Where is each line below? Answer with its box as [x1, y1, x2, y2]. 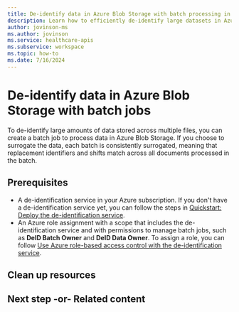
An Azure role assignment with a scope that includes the [17, 218, 184, 227]
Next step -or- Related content [7, 293, 146, 306]
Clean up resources [7, 269, 96, 281]
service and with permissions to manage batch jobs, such [58, 225, 227, 235]
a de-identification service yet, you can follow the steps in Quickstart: [17, 203, 222, 212]
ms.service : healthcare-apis [7, 37, 94, 44]
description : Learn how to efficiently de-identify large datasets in [7, 17, 221, 24]
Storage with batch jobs [7, 102, 152, 118]
